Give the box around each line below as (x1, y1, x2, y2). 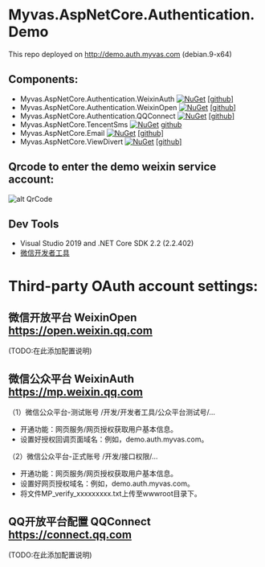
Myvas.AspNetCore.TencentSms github (19, 119, 182, 129)
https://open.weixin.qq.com (8, 323, 153, 337)
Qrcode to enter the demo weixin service (8, 160, 217, 174)
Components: (8, 72, 79, 86)
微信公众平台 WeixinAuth (8, 372, 135, 385)
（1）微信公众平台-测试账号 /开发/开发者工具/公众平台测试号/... (8, 408, 215, 417)
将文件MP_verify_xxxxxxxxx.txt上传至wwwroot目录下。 (19, 489, 202, 499)
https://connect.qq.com (8, 528, 132, 541)
